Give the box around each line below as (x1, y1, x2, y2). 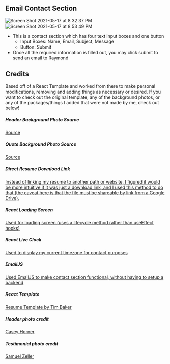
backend (5, 280, 24, 286)
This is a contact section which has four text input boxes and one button (12, 33, 164, 39)
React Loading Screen (5, 207, 53, 213)
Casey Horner (5, 329, 35, 335)
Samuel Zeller (5, 353, 35, 359)
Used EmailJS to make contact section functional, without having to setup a (5, 274, 164, 280)
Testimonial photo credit (5, 340, 59, 347)
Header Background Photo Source (5, 117, 79, 123)
